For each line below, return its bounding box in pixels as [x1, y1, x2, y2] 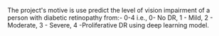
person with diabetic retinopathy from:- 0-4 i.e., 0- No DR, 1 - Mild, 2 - [7, 13, 213, 22]
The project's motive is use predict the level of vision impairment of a [7, 6, 210, 14]
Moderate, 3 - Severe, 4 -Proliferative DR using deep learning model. [7, 21, 210, 29]
